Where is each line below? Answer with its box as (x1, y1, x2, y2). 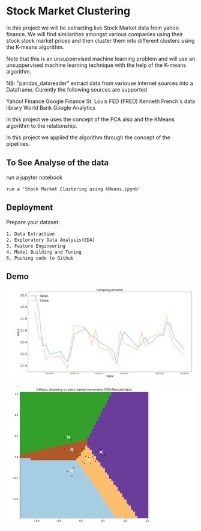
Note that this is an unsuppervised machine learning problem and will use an (6, 55, 196, 62)
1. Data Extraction (6, 231, 55, 237)
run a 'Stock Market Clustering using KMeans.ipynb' (6, 186, 141, 192)
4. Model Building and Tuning (6, 249, 82, 255)
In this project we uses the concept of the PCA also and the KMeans (6, 116, 175, 123)
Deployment (6, 203, 53, 213)
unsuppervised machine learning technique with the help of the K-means (6, 61, 187, 69)
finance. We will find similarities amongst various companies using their (6, 30, 183, 37)
